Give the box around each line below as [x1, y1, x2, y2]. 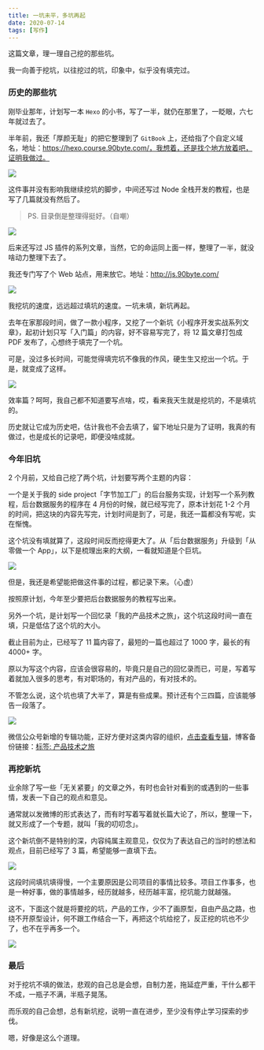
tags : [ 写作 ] [8, 26, 49, 34]
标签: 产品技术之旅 [35, 742, 95, 751]
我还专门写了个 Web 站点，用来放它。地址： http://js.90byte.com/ [8, 269, 219, 278]
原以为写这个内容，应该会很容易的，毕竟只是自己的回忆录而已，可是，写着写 [8, 664, 256, 673]
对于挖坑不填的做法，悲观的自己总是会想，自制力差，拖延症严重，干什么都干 [8, 979, 256, 989]
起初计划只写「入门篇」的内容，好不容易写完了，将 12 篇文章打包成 [24, 327, 244, 337]
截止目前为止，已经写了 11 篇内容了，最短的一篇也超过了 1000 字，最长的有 [8, 637, 251, 646]
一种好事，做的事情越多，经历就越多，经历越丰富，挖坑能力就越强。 [14, 888, 236, 897]
